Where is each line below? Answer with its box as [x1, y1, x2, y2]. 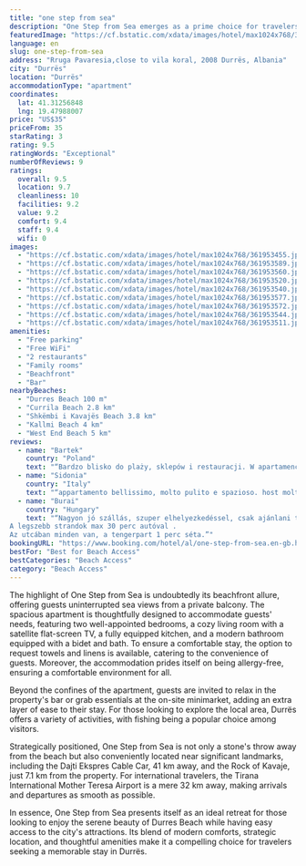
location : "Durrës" [9, 73, 84, 82]
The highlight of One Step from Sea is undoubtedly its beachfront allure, [9, 589, 280, 600]
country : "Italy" [25, 479, 92, 489]
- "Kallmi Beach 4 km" [17, 420, 104, 429]
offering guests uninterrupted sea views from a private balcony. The [9, 599, 266, 610]
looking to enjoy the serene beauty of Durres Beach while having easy [9, 817, 273, 828]
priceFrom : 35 [9, 124, 64, 133]
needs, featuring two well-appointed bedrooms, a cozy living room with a [9, 618, 284, 629]
